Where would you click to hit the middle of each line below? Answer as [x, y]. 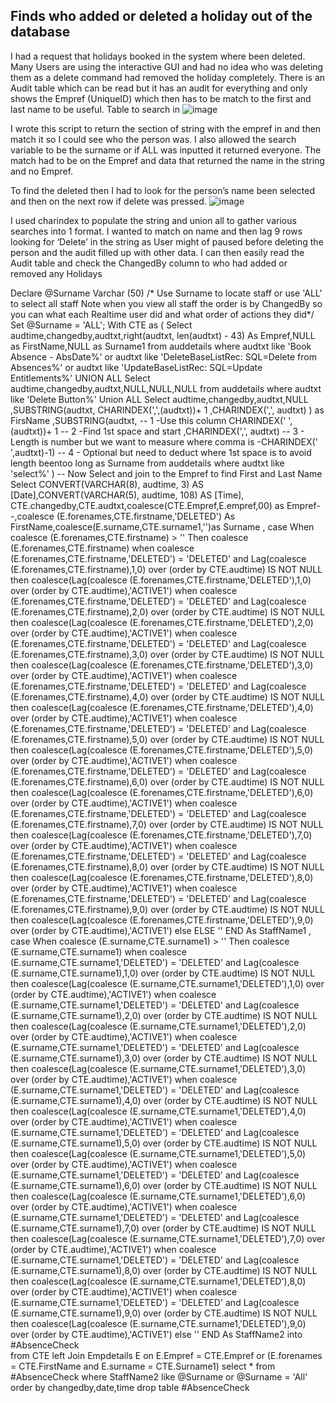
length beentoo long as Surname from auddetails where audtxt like [147, 463]
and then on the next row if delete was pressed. [108, 201]
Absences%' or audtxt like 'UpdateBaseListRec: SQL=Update [136, 367]
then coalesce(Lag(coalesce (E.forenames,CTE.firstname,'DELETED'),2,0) [162, 622]
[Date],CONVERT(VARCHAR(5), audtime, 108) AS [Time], [127, 495]
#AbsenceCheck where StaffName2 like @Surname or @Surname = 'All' [159, 1376]
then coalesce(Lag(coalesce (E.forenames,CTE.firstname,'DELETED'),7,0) [161, 835]
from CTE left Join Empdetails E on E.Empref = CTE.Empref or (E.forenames [166, 1355]
